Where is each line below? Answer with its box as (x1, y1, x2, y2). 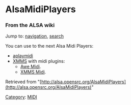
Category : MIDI (5, 94, 37, 100)
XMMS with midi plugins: (12, 58, 65, 64)
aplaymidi (12, 53, 33, 59)
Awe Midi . (20, 63, 41, 69)
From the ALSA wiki (5, 22, 55, 29)
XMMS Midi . (20, 69, 46, 75)
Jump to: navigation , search (5, 33, 64, 39)
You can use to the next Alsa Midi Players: (5, 43, 93, 49)
